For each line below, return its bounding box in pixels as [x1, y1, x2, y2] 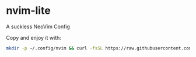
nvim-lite [6, 4, 51, 17]
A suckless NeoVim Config [6, 23, 70, 30]
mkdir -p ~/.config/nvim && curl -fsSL [6, 45, 103, 51]
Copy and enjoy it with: [6, 34, 61, 41]
